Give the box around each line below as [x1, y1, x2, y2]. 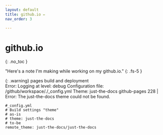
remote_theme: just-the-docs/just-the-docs [5, 125, 97, 130]
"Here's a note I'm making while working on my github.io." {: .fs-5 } [5, 68, 143, 74]
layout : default [5, 7, 39, 12]
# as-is [5, 112, 21, 117]
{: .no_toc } [5, 59, 28, 65]
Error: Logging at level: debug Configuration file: [5, 83, 104, 89]
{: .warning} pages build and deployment [5, 78, 89, 84]
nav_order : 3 [5, 16, 32, 21]
